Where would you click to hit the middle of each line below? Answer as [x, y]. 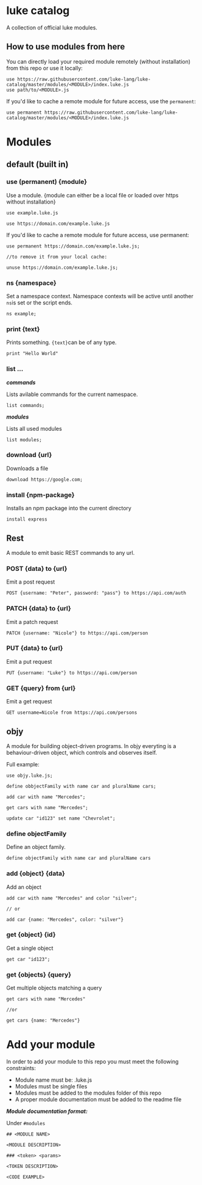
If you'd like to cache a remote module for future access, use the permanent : [101, 101]
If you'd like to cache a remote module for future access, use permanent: [98, 235]
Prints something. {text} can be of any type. [61, 342]
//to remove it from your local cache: [57, 257]
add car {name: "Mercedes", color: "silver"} [65, 919]
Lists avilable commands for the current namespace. [72, 394]
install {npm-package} [40, 494]
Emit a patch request [32, 622]
